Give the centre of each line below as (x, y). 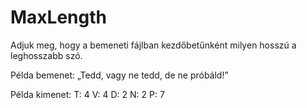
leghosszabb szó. (46, 55)
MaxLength (58, 17)
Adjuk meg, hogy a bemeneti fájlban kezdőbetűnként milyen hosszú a (153, 45)
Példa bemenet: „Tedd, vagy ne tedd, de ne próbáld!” (119, 75)
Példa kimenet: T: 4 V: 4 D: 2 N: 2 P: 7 (87, 94)
